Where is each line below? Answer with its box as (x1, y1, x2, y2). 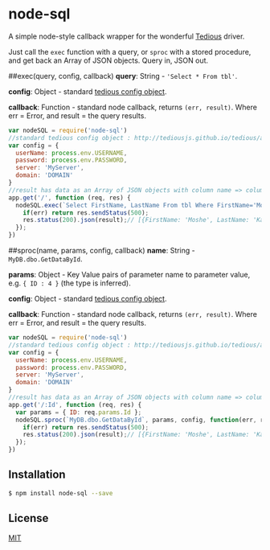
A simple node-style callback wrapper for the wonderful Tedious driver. (8, 31, 245, 41)
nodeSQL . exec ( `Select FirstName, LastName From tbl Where (15, 201, 215, 209)
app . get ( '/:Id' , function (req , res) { (8, 400, 142, 408)
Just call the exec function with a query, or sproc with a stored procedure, (8, 47, 252, 56)
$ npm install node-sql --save (8, 489, 113, 497)
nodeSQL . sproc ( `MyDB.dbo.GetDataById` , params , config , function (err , (15, 416, 257, 424)
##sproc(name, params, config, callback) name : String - (8, 246, 195, 256)
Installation (8, 468, 66, 482)
